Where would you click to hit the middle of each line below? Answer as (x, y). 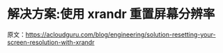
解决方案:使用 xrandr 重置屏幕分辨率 (111, 14)
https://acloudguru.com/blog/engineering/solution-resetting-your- (121, 34)
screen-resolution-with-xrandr (51, 42)
